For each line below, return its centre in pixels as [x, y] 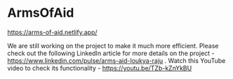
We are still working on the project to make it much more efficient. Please [113, 45]
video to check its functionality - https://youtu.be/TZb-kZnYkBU [100, 68]
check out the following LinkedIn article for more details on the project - [111, 53]
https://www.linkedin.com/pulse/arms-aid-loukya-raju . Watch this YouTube [116, 60]
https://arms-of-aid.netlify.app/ [52, 32]
